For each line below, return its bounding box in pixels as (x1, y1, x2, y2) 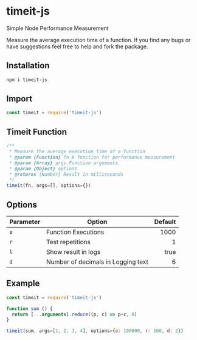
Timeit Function (6, 126, 67, 137)
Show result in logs (46, 247, 101, 256)
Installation (6, 60, 50, 71)
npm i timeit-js (6, 76, 47, 83)
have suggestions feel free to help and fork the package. (6, 43, 148, 50)
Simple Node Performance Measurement (6, 24, 109, 32)
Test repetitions (46, 237, 91, 246)
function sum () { (6, 305, 53, 312)
